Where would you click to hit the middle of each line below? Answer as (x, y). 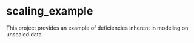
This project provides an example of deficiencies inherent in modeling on (97, 28)
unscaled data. (25, 34)
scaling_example (50, 11)
